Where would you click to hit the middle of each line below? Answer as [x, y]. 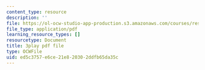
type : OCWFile [24, 52]
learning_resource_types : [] [43, 35]
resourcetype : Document [37, 40]
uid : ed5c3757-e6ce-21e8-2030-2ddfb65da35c [63, 57]
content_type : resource [37, 12]
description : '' [27, 18]
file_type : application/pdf [42, 29]
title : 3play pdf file [35, 46]
